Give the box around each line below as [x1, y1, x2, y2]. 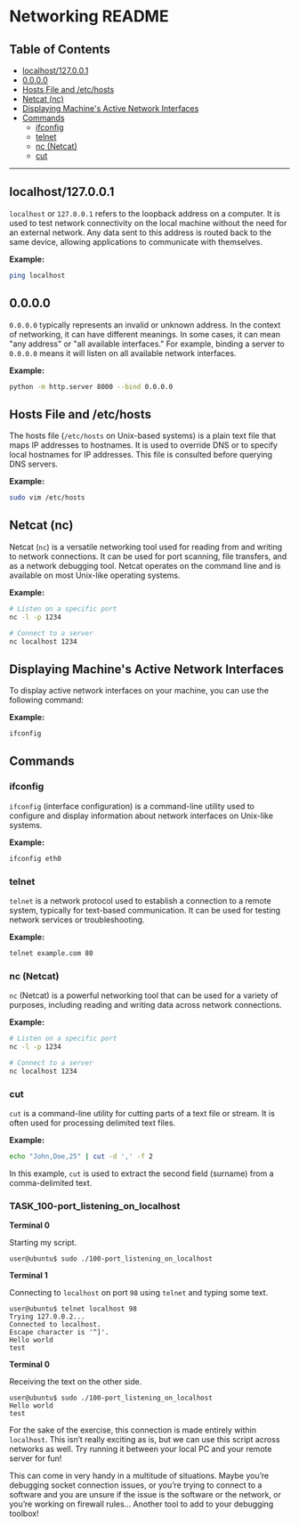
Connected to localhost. [9, 1320, 101, 1329]
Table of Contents [9, 42, 111, 57]
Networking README [9, 6, 169, 27]
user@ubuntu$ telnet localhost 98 [9, 1304, 138, 1314]
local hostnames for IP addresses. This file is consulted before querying [9, 450, 273, 460]
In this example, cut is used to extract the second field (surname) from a [9, 1168, 274, 1179]
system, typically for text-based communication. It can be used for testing [9, 905, 281, 915]
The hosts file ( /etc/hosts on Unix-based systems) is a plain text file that [9, 430, 277, 442]
